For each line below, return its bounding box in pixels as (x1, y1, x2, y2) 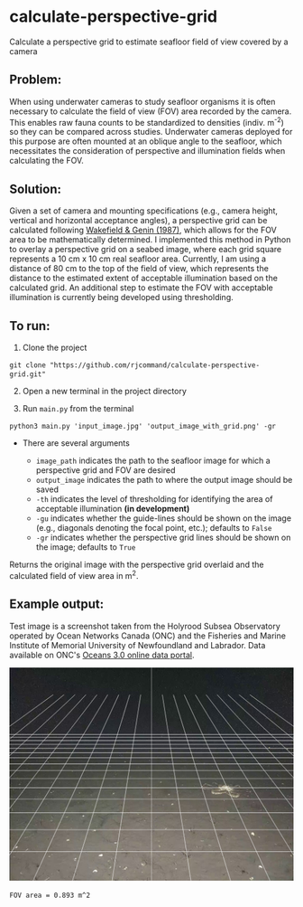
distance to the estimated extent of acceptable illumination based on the (9, 273, 278, 284)
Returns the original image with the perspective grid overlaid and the (9, 559, 264, 571)
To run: (9, 318, 50, 334)
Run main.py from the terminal (22, 403, 134, 414)
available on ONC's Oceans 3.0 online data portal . (9, 649, 195, 660)
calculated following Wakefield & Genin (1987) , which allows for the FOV (9, 224, 277, 236)
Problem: (9, 72, 62, 88)
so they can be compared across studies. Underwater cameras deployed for (9, 127, 293, 137)
